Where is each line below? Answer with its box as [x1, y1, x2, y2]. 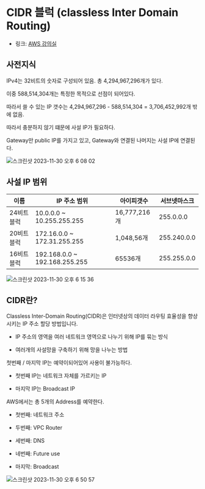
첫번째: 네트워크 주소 [15, 411, 65, 419]
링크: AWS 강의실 [15, 40, 57, 47]
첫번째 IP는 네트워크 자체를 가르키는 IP [15, 372, 107, 380]
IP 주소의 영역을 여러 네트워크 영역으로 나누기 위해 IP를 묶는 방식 [15, 333, 168, 340]
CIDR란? [6, 295, 38, 306]
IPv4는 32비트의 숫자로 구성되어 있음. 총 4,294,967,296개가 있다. [6, 77, 164, 84]
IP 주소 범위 [56, 196, 88, 205]
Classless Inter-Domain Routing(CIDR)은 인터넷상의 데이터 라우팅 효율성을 [6, 312, 187, 320]
